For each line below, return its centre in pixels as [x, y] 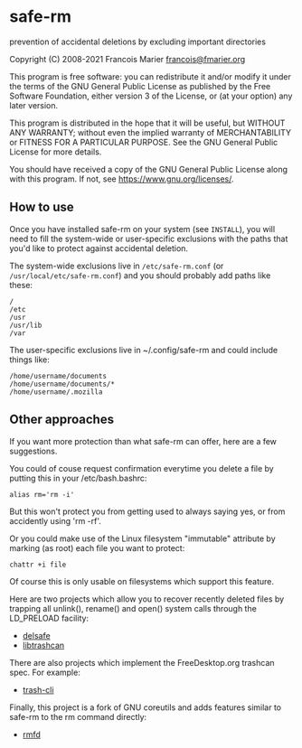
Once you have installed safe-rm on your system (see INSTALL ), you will [142, 229]
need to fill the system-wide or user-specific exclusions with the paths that [149, 238]
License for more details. [56, 152]
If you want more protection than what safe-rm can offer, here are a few [143, 441]
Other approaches [62, 420]
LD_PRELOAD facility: [49, 618]
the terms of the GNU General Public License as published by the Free [140, 86]
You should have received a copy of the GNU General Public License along [148, 169]
